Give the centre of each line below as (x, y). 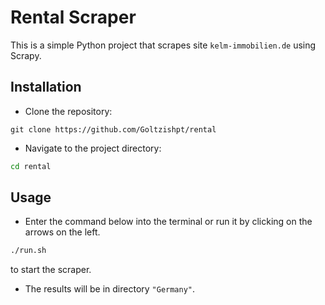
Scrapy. (26, 55)
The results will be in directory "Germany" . (110, 289)
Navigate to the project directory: (93, 148)
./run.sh (28, 251)
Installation (46, 87)
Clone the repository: (68, 111)
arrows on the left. (62, 232)
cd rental (31, 166)
